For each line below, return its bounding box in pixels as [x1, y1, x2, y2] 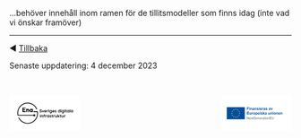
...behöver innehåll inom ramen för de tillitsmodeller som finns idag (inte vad [9, 8, 290, 18]
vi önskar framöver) [9, 17, 82, 28]
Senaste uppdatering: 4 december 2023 [9, 60, 158, 71]
